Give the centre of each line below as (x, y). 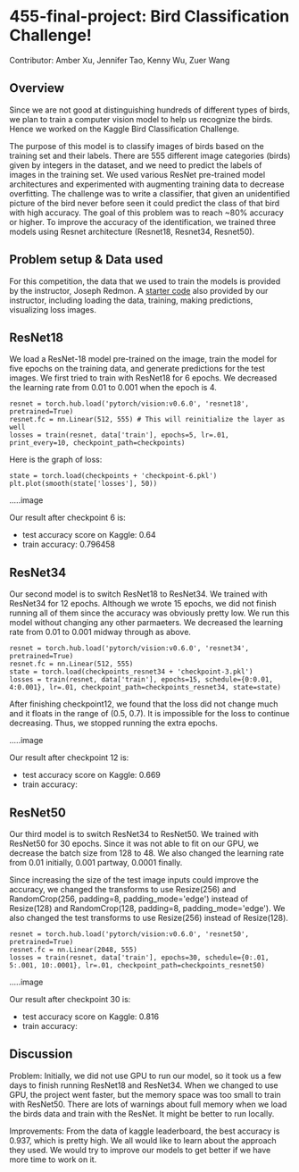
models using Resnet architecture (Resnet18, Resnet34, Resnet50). (132, 231)
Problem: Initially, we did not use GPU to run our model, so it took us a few (145, 1076)
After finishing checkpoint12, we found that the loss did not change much (144, 704)
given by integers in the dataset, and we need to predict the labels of (136, 165)
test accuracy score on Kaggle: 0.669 (91, 775)
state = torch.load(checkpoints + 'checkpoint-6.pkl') (113, 476)
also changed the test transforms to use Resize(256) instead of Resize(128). (149, 918)
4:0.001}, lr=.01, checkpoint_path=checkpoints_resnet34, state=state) (145, 688)
